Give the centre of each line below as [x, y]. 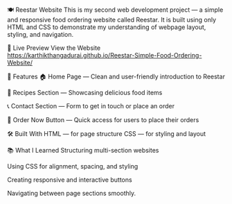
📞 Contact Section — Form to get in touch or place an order [91, 106]
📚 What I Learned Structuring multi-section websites [83, 150]
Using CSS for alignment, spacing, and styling [73, 166]
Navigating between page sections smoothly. [72, 193]
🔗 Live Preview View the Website [54, 48]
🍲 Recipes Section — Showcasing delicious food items [85, 93]
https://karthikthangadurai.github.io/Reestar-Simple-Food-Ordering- [105, 55]
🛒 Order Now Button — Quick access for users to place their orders [103, 120]
